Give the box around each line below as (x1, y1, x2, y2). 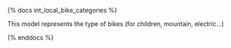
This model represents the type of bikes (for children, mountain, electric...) (7, 20, 225, 28)
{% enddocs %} (7, 33, 54, 42)
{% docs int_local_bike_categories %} (7, 6, 118, 14)
